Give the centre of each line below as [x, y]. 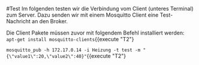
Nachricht [19, 21]
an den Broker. [50, 21]
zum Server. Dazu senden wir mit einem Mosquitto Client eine [82, 15]
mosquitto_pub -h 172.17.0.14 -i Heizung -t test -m [73, 50]
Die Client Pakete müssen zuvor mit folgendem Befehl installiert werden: [95, 33]
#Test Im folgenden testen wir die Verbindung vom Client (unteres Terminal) [100, 9]
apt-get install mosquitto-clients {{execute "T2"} [70, 39]
